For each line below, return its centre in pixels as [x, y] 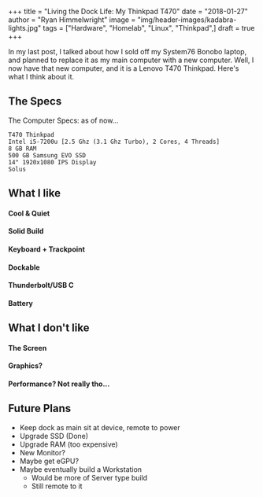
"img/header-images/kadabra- [187, 20]
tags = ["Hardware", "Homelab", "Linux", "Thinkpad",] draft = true [149, 28]
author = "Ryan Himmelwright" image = [72, 20]
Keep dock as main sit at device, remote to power [100, 427]
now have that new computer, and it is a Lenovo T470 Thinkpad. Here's [124, 68]
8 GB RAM [22, 149]
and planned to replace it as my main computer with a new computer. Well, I [131, 60]
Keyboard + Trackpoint [46, 249]
